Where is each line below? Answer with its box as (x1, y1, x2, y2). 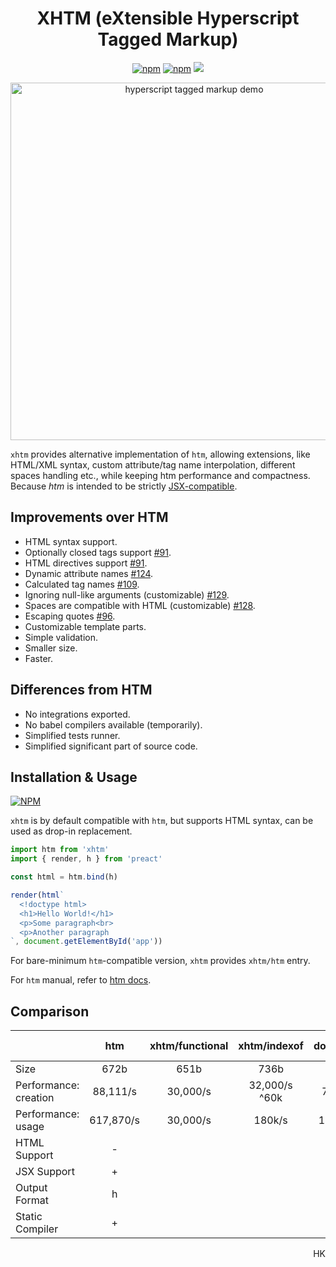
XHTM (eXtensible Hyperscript (36, 7, 300, 30)
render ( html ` (10, 890, 65, 900)
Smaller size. (24, 642, 78, 654)
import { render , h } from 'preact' (10, 854, 163, 864)
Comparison (10, 1003, 90, 1020)
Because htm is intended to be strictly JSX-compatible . (10, 480, 238, 492)
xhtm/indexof (238, 1039, 304, 1053)
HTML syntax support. (24, 535, 118, 547)
